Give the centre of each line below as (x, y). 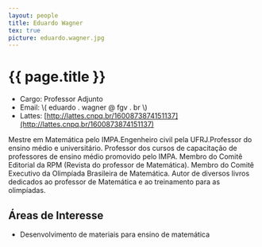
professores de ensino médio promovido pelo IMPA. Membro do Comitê (125, 156)
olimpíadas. (27, 191)
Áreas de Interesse (56, 215)
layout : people (33, 15)
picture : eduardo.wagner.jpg (56, 38)
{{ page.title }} (57, 77)
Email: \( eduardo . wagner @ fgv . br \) (84, 107)
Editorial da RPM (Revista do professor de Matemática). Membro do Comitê (131, 165)
